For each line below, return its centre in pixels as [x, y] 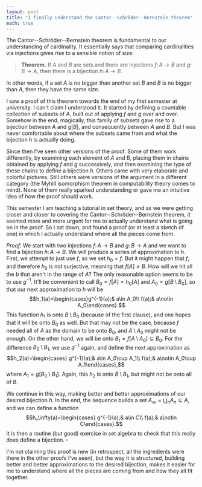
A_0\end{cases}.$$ [101, 306]
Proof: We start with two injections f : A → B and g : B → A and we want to [96, 246]
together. [17, 477]
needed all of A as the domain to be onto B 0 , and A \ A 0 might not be [91, 332]
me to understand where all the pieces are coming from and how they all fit [99, 471]
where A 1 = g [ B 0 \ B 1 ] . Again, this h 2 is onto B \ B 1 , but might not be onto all [99, 374]
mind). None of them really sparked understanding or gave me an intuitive [98, 190]
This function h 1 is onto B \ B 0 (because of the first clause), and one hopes [99, 315]
